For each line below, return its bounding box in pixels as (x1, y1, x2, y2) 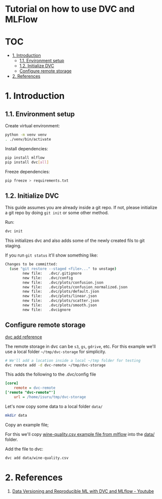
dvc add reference (5, 334, 42, 340)
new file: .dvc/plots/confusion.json (22, 280, 104, 285)
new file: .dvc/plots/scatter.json (22, 298, 99, 303)
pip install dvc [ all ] (5, 160, 49, 165)
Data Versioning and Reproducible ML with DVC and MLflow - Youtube (12, 488, 154, 494)
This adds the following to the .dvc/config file (5, 371, 96, 378)
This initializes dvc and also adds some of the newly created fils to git (5, 238, 145, 243)
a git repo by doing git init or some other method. (5, 210, 109, 216)
